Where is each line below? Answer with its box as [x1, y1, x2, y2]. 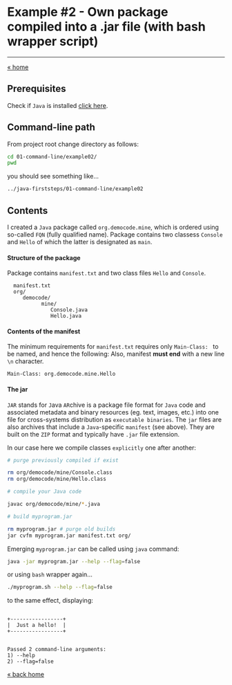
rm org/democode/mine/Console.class [7, 469, 113, 476]
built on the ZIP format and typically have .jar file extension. [7, 430, 180, 438]
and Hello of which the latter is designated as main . [7, 238, 153, 246]
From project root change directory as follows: [7, 140, 139, 148]
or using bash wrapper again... [7, 570, 93, 578]
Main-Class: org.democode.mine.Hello [7, 371, 116, 378]
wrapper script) [7, 34, 99, 49]
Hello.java [50, 313, 81, 320]
